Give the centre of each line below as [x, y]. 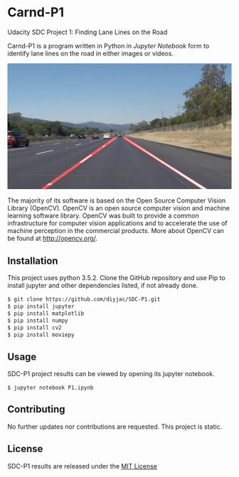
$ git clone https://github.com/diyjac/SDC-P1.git [84, 299]
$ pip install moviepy [41, 335]
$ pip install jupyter [41, 306]
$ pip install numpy [38, 321]
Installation [33, 261]
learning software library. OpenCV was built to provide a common [103, 216]
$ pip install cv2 [34, 328]
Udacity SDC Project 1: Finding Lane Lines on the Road [87, 32]
